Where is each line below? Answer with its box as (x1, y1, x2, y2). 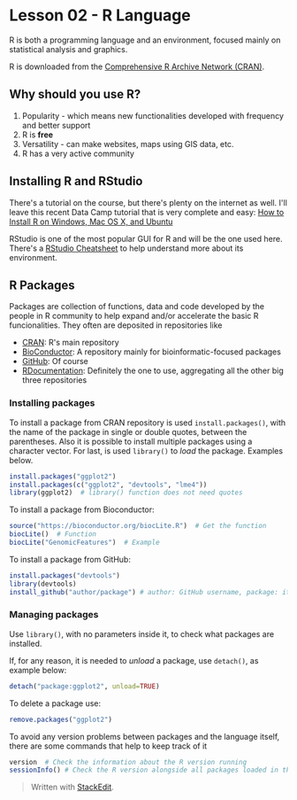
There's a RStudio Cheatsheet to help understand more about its (9, 243, 244, 253)
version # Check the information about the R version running (9, 757, 247, 766)
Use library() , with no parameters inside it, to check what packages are (9, 628, 275, 639)
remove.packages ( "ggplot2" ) (9, 715, 113, 724)
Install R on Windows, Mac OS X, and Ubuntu (9, 216, 173, 227)
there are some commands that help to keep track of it (9, 741, 208, 751)
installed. (9, 638, 42, 649)
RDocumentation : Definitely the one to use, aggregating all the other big (21, 365, 285, 377)
